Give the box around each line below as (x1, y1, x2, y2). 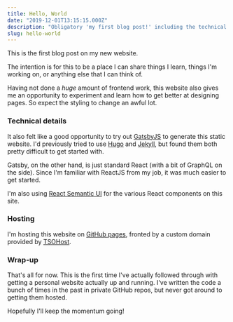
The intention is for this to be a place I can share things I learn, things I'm (7, 62, 218, 71)
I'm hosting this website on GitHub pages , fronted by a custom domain (7, 229, 211, 239)
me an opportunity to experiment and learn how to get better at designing (7, 91, 219, 100)
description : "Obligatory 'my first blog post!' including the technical (7, 23, 227, 30)
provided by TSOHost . (7, 237, 71, 246)
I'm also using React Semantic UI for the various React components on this (7, 189, 223, 197)
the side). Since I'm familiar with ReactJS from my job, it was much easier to (7, 168, 227, 176)
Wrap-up (7, 255, 38, 264)
